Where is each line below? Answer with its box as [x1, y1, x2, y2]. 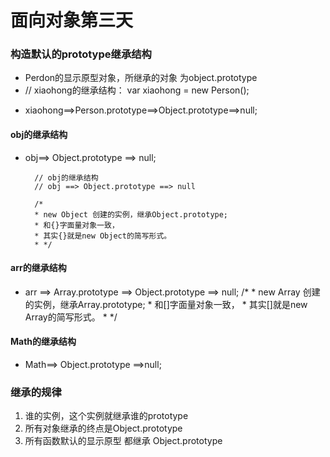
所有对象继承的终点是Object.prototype [24, 422, 183, 435]
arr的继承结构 [10, 262, 67, 274]
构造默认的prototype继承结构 [10, 47, 152, 61]
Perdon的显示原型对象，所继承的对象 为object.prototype [24, 72, 258, 84]
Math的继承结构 [10, 336, 77, 348]
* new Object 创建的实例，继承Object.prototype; [34, 209, 229, 220]
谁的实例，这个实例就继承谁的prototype [24, 410, 189, 422]
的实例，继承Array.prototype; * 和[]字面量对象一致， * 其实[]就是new [24, 298, 308, 310]
